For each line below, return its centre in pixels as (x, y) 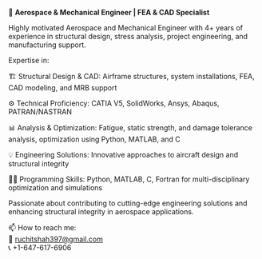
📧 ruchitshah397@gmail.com (56, 239)
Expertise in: (29, 60)
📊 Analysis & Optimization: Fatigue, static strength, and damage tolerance (131, 128)
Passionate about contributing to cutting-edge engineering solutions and (128, 203)
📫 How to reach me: (42, 227)
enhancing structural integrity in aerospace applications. (101, 211)
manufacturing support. (47, 45)
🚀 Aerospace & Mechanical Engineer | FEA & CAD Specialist (109, 12)
